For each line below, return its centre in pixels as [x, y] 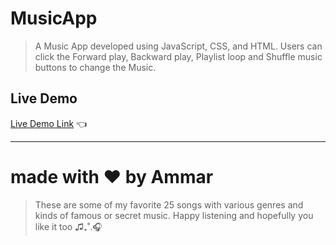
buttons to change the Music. [95, 67]
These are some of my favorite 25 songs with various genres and [169, 204]
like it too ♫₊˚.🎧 [68, 226]
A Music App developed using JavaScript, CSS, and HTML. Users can [178, 46]
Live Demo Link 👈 [49, 123]
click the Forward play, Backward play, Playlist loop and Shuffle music [178, 56]
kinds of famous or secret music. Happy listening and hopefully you [174, 215]
